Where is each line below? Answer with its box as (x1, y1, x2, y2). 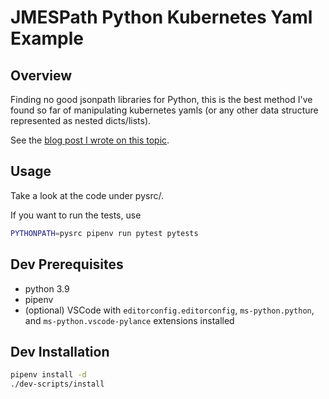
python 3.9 (24, 282, 70, 295)
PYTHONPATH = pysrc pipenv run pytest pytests (10, 228, 199, 238)
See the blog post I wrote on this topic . (10, 134, 170, 146)
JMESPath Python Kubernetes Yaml (10, 6, 313, 29)
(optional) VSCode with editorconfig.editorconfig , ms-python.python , (24, 304, 315, 316)
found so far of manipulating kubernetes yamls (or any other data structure (10, 104, 319, 116)
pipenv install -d (10, 370, 87, 380)
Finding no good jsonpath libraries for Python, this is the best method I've (10, 94, 313, 105)
